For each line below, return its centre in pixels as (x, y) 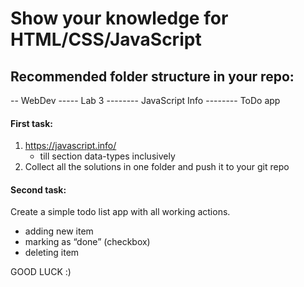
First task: (31, 123)
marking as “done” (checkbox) (87, 242)
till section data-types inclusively (107, 156)
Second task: (38, 189)
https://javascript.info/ (70, 146)
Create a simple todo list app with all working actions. (120, 212)
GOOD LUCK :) (41, 272)
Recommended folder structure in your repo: (152, 76)
